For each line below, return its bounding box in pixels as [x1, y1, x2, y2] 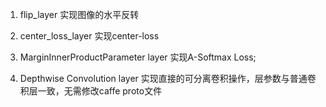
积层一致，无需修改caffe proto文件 [19, 85, 163, 97]
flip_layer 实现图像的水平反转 [19, 9, 140, 20]
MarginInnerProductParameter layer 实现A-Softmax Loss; [19, 51, 257, 63]
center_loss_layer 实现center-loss [19, 30, 160, 42]
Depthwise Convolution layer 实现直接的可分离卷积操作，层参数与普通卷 [19, 73, 317, 84]
